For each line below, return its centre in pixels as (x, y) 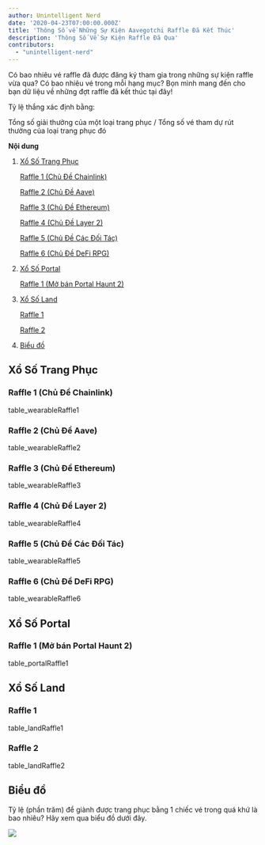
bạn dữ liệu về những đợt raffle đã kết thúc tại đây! (91, 91)
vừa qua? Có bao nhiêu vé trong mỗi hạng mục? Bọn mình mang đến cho (127, 83)
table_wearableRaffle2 (45, 447)
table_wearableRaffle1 (44, 410)
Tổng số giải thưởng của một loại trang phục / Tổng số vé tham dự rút (121, 122)
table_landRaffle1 (36, 728)
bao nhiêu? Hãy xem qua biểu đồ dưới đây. (78, 818)
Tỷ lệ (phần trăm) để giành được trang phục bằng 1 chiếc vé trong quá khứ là (133, 809)
